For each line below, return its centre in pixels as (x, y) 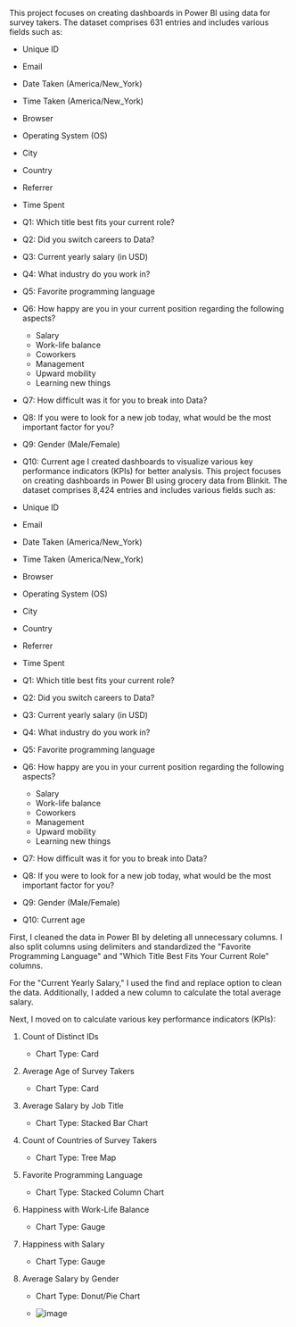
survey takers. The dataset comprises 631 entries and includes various (139, 22)
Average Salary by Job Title (73, 1106)
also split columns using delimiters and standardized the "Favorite (130, 947)
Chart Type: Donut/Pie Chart (88, 1296)
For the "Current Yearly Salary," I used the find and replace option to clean (146, 983)
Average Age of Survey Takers (78, 1071)
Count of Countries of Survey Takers (90, 1140)
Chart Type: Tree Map (76, 1157)
